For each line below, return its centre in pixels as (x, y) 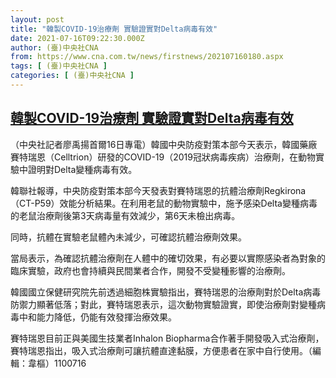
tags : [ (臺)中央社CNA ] (59, 66)
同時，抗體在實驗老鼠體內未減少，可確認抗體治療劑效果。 (128, 237)
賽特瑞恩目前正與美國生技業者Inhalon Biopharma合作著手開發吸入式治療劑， (167, 338)
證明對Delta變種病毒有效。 (82, 169)
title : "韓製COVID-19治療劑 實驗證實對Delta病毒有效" (114, 29)
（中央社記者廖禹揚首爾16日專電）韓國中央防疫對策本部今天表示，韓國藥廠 (164, 144)
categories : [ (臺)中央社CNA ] (72, 76)
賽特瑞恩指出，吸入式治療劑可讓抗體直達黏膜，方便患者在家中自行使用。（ (161, 350)
